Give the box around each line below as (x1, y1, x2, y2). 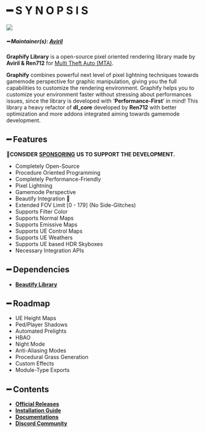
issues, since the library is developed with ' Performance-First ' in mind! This (6, 97, 198, 104)
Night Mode (15, 340, 45, 348)
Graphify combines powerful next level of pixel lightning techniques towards (6, 71, 199, 78)
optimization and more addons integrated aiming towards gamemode (6, 110, 180, 117)
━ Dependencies (6, 264, 70, 275)
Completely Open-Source (15, 162, 80, 170)
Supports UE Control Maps (15, 227, 83, 235)
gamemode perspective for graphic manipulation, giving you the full (6, 78, 177, 85)
